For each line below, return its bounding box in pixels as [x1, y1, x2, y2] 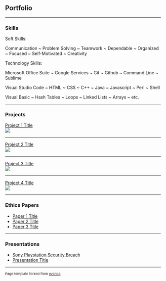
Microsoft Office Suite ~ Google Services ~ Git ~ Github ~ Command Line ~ [5, 70, 159, 76]
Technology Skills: [5, 60, 42, 66]
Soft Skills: [5, 36, 27, 42]
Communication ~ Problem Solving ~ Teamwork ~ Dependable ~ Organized [5, 46, 159, 51]
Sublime [5, 75, 22, 81]
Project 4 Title [5, 180, 34, 186]
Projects [5, 111, 26, 118]
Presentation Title [12, 257, 48, 263]
